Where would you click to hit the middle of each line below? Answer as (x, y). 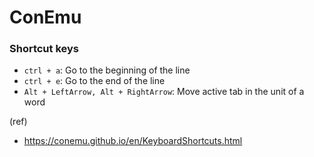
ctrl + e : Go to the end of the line (94, 81)
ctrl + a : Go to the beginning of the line (107, 70)
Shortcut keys (44, 49)
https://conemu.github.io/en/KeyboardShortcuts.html (133, 141)
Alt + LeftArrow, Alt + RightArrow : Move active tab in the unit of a (164, 92)
